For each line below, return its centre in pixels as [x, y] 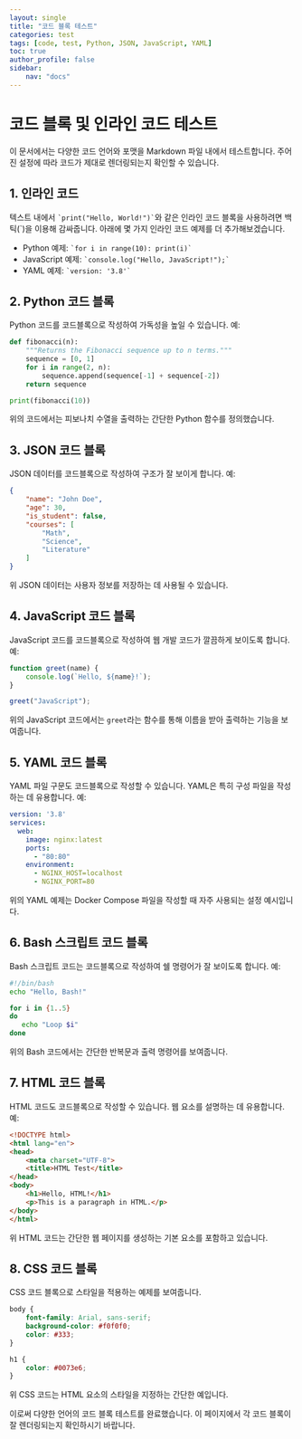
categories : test [42, 34]
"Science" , [62, 541]
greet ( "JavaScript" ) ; [50, 701]
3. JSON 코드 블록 [57, 450]
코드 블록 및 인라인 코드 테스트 [114, 124]
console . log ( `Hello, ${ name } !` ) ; [89, 677]
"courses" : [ [50, 524]
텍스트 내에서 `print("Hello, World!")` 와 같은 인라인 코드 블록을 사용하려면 [146, 217]
